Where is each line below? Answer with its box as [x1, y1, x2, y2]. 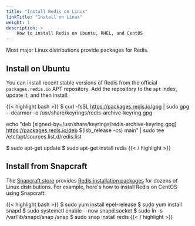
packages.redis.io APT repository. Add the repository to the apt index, [6, 85, 177, 92]
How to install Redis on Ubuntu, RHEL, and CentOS [16, 31, 143, 36]
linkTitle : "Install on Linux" [6, 14, 83, 20]
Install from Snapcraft [6, 161, 88, 171]
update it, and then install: [6, 92, 69, 99]
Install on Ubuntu [6, 63, 70, 73]
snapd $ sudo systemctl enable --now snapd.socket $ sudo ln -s [6, 207, 163, 214]
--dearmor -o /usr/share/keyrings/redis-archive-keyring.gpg [6, 109, 153, 116]
